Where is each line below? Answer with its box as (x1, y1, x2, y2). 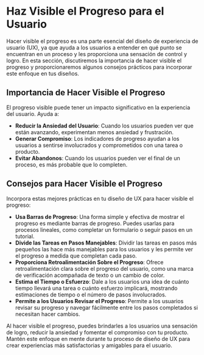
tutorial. (15, 232, 35, 240)
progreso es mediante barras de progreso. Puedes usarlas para (15, 220, 175, 227)
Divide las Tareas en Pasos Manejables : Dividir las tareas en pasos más (15, 239, 197, 246)
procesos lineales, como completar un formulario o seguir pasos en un (15, 226, 193, 233)
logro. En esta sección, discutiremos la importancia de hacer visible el (6, 57, 181, 64)
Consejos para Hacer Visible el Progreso (6, 179, 163, 189)
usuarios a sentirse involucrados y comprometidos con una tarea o (15, 142, 183, 149)
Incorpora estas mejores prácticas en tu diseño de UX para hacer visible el (6, 195, 194, 202)
